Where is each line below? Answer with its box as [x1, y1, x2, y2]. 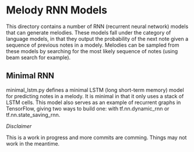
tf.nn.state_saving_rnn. [6, 111, 61, 118]
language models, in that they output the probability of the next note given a [6, 35, 189, 42]
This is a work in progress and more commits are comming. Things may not [6, 134, 187, 141]
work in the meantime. [6, 140, 60, 147]
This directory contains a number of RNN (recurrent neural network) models [6, 23, 189, 30]
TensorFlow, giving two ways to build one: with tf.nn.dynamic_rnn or [6, 105, 170, 112]
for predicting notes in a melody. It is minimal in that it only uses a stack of [6, 92, 184, 99]
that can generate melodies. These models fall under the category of [6, 29, 171, 36]
